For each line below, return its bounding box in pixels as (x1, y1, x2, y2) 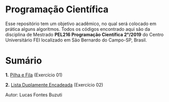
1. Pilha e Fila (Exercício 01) (5, 72, 63, 78)
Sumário (5, 55, 42, 67)
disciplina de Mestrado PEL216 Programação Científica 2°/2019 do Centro (5, 31, 164, 37)
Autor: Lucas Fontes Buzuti (5, 91, 62, 98)
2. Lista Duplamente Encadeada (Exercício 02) (5, 81, 103, 88)
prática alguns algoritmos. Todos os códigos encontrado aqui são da (5, 26, 150, 32)
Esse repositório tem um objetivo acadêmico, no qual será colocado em (5, 21, 157, 27)
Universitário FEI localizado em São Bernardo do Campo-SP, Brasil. (5, 37, 147, 43)
